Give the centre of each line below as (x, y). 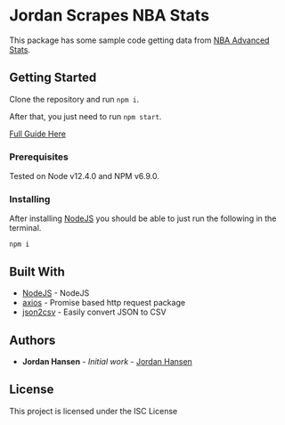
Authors (33, 340)
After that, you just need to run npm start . (85, 116)
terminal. (25, 228)
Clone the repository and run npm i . (74, 99)
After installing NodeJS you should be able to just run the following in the (143, 218)
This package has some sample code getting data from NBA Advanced (139, 40)
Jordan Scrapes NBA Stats (110, 16)
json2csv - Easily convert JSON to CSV (94, 312)
